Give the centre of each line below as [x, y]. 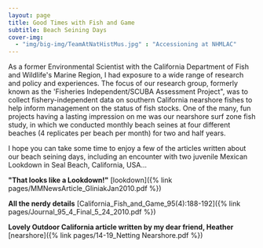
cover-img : [26, 37]
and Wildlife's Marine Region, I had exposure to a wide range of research [126, 75]
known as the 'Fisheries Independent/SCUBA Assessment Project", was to [128, 92]
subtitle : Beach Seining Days [58, 30]
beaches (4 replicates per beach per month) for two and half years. [117, 133]
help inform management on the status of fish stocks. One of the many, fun [130, 108]
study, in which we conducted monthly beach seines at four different [119, 125]
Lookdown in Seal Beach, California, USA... [78, 165]
